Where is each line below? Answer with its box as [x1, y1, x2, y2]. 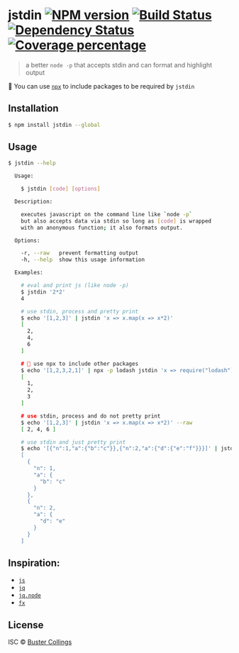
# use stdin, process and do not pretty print [21, 412, 161, 420]
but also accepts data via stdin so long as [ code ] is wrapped [21, 217, 212, 225]
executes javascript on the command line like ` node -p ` [21, 211, 193, 218]
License [8, 619, 44, 631]
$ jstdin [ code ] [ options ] [21, 185, 101, 193]
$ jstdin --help [8, 160, 56, 167]
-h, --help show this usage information [21, 256, 145, 264]
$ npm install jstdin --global [8, 121, 101, 128]
